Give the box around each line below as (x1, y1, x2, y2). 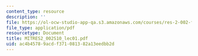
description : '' (6, 14, 46, 20)
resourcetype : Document (6, 30, 65, 36)
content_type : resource (6, 8, 65, 15)
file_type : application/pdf (6, 24, 75, 31)
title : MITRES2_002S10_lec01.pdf (6, 36, 88, 41)
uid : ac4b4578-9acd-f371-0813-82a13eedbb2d (6, 41, 115, 47)
